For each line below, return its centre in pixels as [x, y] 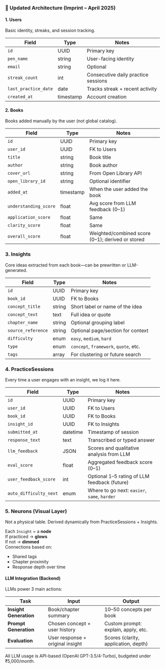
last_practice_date [30, 89]
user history [62, 630]
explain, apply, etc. [126, 630]
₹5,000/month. [20, 661]
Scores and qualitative [113, 448]
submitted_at [23, 432]
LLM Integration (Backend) [33, 578]
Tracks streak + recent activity [122, 89]
